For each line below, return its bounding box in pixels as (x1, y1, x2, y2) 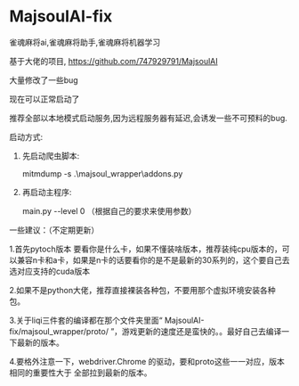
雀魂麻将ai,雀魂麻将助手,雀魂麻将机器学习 (9, 37, 161, 47)
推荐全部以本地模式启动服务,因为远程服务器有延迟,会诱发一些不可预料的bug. (9, 112, 287, 123)
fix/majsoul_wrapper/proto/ (9, 325, 109, 336)
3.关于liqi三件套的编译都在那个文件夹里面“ (9, 315, 163, 325)
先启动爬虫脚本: (21, 150, 80, 161)
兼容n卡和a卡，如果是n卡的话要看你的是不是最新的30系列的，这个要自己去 (16, 254, 290, 265)
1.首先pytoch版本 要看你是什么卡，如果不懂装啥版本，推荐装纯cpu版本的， (9, 243, 282, 254)
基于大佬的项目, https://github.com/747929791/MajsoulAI (9, 55, 218, 66)
